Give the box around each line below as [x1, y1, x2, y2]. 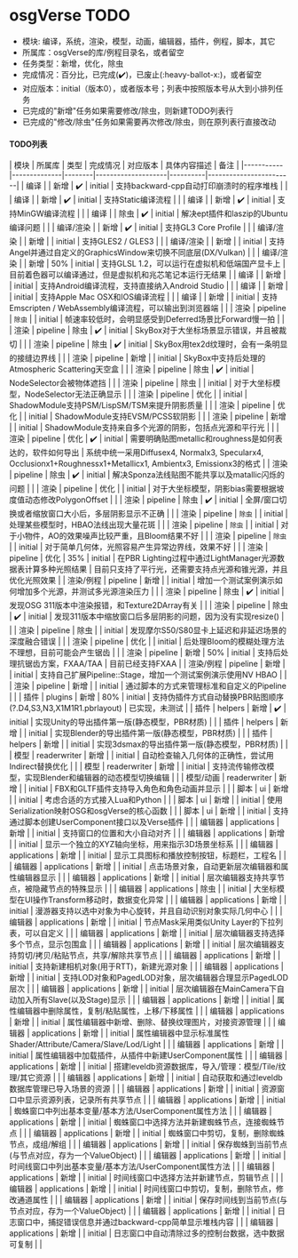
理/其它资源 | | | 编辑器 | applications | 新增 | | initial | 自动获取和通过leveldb [9, 1072, 284, 1083]
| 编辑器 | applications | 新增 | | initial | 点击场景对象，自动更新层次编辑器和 [9, 861, 281, 872]
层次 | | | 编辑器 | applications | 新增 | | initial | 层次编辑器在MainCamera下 [9, 983, 278, 994]
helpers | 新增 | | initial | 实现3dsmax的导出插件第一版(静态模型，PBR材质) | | [9, 739, 288, 749]
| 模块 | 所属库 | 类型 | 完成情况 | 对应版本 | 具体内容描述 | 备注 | [9, 160, 239, 171]
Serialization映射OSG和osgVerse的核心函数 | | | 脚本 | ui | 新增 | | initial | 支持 [9, 805, 289, 816]
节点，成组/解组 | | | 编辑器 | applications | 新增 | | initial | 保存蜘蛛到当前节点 [9, 1139, 288, 1150]
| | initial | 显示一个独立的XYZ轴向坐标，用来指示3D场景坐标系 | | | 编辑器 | [9, 839, 278, 850]
